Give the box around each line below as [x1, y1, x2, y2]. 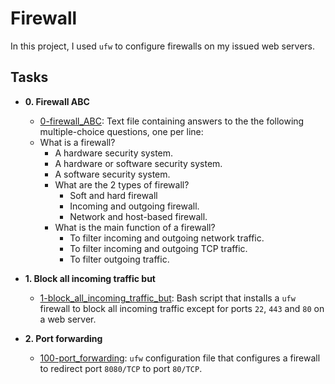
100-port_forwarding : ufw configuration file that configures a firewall [39, 352, 321, 364]
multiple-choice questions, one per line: [39, 125, 204, 137]
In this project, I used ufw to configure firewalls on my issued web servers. [10, 40, 316, 52]
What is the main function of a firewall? [54, 221, 216, 233]
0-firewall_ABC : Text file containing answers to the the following [39, 115, 305, 127]
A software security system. [54, 168, 171, 180]
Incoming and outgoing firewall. [69, 200, 200, 212]
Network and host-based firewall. [69, 210, 208, 222]
